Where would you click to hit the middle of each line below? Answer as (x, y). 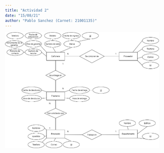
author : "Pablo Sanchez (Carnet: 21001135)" (51, 20)
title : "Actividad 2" (27, 10)
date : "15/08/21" (23, 15)
